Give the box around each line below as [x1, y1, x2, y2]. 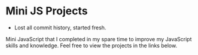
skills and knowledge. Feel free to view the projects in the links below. [5, 42, 178, 49]
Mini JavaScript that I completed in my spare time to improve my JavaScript [5, 35, 192, 42]
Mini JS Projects [5, 4, 88, 18]
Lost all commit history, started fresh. [14, 24, 106, 31]
